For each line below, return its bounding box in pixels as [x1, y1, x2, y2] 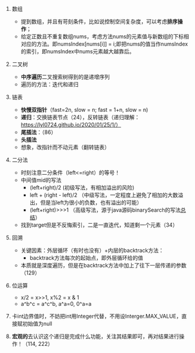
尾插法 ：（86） [20, 129, 57, 136]
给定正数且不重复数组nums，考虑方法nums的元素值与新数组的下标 [20, 33, 184, 40]
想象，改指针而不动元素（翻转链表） [20, 144, 110, 151]
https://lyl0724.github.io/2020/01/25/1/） [20, 121, 121, 128]
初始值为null [22, 320, 52, 327]
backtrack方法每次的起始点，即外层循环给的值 [29, 254, 144, 261]
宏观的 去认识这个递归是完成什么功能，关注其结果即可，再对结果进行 [11, 333, 179, 340]
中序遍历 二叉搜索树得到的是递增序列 [20, 74, 110, 80]
